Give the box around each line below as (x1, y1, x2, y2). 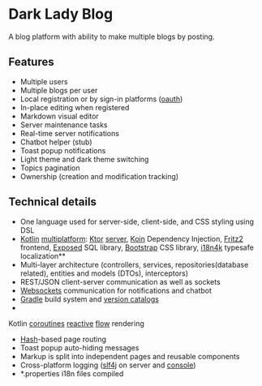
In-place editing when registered (19, 102, 130, 112)
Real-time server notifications (19, 128, 120, 138)
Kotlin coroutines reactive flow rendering (8, 318, 144, 328)
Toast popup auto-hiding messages (19, 342, 140, 353)
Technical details (8, 195, 97, 209)
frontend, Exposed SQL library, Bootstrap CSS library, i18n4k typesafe (19, 242, 254, 252)
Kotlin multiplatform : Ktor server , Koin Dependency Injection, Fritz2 (19, 234, 243, 243)
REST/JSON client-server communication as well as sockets (19, 277, 221, 286)
